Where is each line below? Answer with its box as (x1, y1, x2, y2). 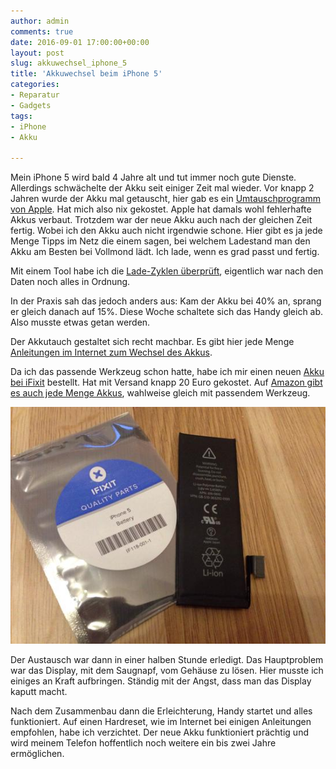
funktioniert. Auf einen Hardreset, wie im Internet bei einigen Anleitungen (10, 715, 312, 727)
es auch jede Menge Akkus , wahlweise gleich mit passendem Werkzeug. (10, 387, 311, 399)
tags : (10, 111, 33, 121)
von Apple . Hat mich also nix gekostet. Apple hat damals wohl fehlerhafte (10, 203, 312, 215)
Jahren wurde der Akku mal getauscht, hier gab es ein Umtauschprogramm (10, 193, 322, 205)
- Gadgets (10, 100, 52, 110)
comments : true (10, 26, 74, 37)
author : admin (10, 16, 70, 26)
